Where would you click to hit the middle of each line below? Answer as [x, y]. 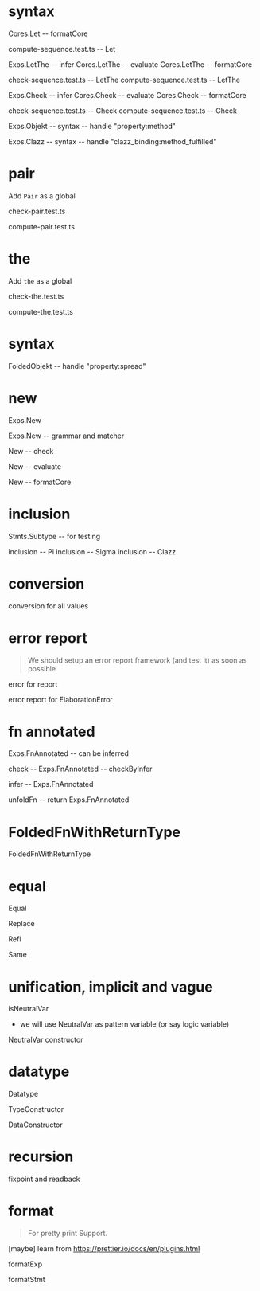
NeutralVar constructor [46, 1040]
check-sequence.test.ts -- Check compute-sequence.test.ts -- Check [122, 111]
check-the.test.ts [36, 296]
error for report [33, 684]
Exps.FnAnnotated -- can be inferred [68, 753]
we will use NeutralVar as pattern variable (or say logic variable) [124, 1024]
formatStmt [27, 1280]
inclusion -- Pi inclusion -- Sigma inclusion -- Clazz [92, 551]
